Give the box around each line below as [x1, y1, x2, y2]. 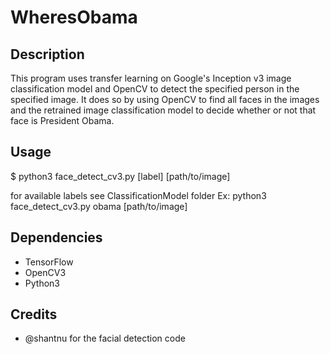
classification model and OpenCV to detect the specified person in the [10, 83, 300, 95]
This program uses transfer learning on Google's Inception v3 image [10, 72, 292, 84]
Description [10, 46, 85, 63]
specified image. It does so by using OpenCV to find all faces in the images [10, 94, 320, 105]
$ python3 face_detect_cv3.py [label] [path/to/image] [10, 170, 231, 182]
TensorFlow [24, 256, 74, 268]
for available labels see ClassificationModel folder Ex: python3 [10, 189, 267, 201]
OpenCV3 [24, 266, 67, 278]
